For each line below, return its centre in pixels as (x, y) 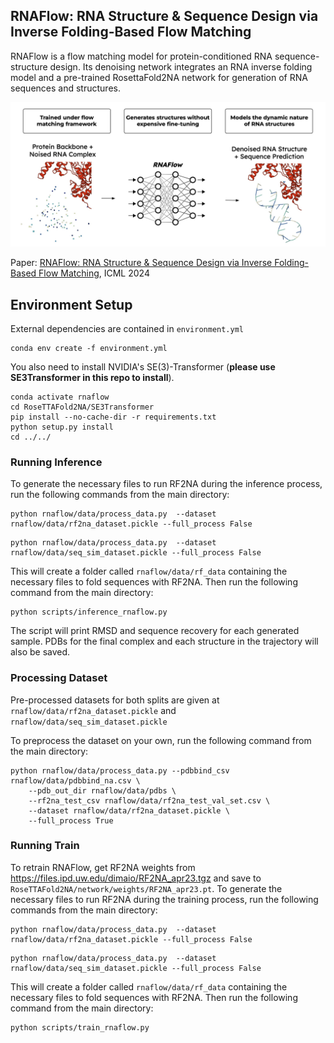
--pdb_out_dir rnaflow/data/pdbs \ (102, 790)
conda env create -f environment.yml (89, 348)
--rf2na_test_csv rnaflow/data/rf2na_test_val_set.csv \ (149, 800)
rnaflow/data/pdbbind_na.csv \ (75, 780)
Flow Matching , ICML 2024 (94, 273)
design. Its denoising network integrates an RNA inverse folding (181, 66)
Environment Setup (71, 304)
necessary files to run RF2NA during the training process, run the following (164, 899)
